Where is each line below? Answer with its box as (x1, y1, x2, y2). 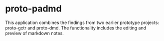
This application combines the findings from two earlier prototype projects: (5, 19, 160, 25)
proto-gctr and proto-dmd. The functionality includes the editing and (5, 24, 146, 30)
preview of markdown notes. (5, 30, 64, 36)
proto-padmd (5, 3, 62, 14)
